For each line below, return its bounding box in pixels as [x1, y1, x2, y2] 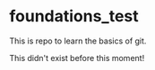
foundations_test [9, 6, 139, 27]
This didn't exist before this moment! [9, 52, 145, 63]
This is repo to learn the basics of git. [9, 35, 147, 46]
